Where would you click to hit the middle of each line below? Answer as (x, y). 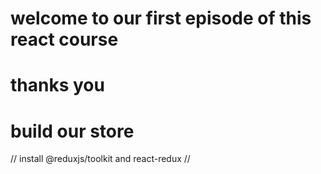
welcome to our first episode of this (161, 18)
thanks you (57, 85)
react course (64, 39)
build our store (72, 131)
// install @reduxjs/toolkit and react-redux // (100, 159)
